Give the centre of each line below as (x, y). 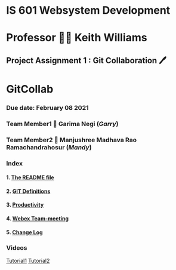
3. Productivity (25, 205)
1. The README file (30, 177)
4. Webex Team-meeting (38, 219)
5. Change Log (24, 232)
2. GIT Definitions (28, 191)
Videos (17, 247)
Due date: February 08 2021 (47, 108)
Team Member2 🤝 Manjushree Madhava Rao (72, 140)
